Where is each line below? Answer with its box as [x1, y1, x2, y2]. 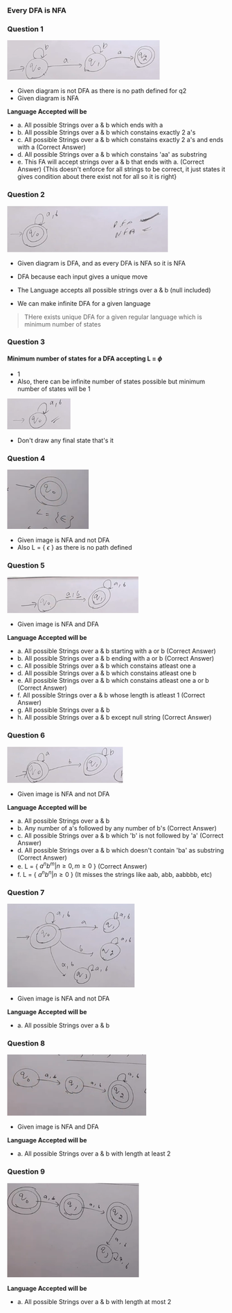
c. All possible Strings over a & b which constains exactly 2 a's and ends [17, 136, 224, 144]
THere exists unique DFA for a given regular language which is [24, 313, 202, 321]
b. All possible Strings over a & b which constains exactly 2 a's [17, 128, 196, 137]
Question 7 [7, 887, 45, 897]
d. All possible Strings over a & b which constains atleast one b [17, 669, 197, 677]
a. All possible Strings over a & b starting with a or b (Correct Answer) [17, 647, 216, 655]
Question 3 [7, 337, 45, 347]
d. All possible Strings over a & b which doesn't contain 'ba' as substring [17, 846, 224, 854]
